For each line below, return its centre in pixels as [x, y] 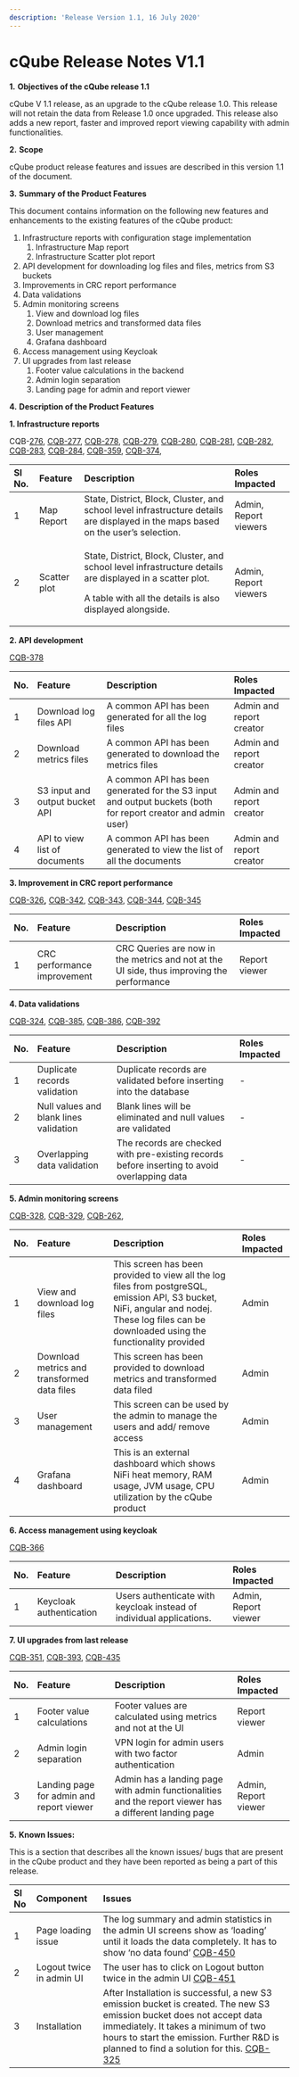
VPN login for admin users [169, 1742]
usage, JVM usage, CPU [164, 1485]
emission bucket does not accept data [182, 2015]
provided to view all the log [169, 1275]
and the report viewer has [168, 1801]
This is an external [151, 1452]
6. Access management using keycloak [83, 1530]
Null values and [69, 1105]
